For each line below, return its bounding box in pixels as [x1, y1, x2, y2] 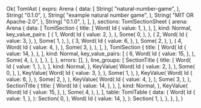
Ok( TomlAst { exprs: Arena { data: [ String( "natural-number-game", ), [6, 5, 180, 12]
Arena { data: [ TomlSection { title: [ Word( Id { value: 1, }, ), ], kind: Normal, [6, 24, 192, 31]
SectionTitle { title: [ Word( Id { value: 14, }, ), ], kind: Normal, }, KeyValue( [6, 82, 188, 89]
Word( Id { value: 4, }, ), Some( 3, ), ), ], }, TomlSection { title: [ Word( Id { [6, 43, 187, 51]
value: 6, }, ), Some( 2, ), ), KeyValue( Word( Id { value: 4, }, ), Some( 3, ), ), [6, 75, 191, 83]
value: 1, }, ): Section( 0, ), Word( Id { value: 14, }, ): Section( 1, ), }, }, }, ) [6, 95, 183, 102]
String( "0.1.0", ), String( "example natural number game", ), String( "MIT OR [6, 11, 194, 19]
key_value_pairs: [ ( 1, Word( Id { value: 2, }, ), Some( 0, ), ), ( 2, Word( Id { [6, 31, 188, 38]
